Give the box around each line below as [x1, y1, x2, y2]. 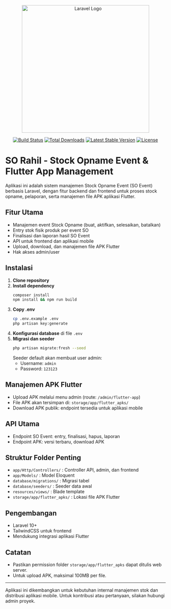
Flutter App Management [5, 166, 113, 177]
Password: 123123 [20, 366, 58, 372]
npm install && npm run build [12, 297, 77, 302]
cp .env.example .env [12, 316, 59, 322]
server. [12, 567, 28, 573]
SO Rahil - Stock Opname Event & [5, 155, 149, 166]
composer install [12, 293, 50, 298]
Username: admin [20, 360, 56, 366]
